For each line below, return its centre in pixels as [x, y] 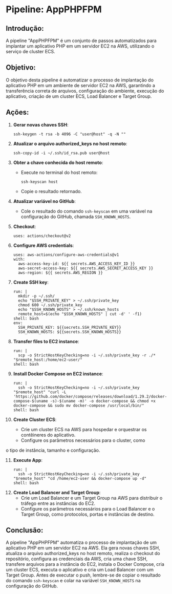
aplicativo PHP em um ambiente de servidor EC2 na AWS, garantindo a [81, 85]
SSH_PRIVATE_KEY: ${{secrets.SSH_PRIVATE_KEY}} [70, 327]
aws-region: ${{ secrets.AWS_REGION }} [60, 272]
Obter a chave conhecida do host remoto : [58, 162]
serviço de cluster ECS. [30, 51]
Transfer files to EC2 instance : [46, 341]
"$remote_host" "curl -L [40, 392]
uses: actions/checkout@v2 [42, 236]
